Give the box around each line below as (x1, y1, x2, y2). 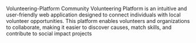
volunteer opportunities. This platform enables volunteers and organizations (6, 18, 190, 24)
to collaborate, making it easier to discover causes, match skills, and (6, 24, 172, 31)
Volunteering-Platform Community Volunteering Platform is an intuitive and (6, 5, 187, 12)
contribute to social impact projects (6, 30, 92, 37)
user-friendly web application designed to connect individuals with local (6, 11, 181, 18)
